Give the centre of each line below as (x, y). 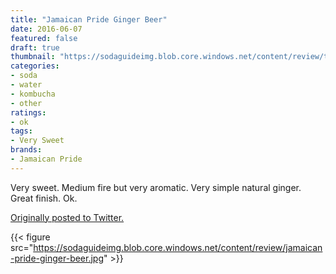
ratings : (28, 112)
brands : (26, 150)
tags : (21, 131)
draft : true (35, 47)
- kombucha (33, 94)
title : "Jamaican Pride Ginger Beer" (89, 19)
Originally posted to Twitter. (67, 217)
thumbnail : (33, 57)
